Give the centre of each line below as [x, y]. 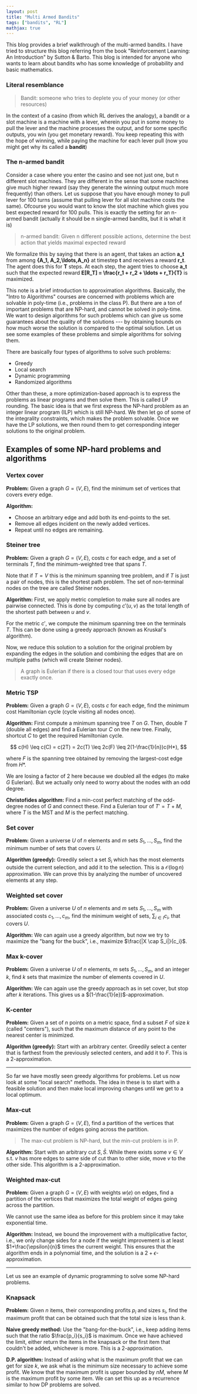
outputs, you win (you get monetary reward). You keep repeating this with [95, 134]
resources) [33, 104]
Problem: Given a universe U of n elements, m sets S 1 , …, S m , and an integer [98, 970]
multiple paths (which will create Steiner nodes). [64, 659]
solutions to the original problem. [46, 431]
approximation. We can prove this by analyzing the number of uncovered [94, 874]
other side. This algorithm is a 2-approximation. [63, 1164]
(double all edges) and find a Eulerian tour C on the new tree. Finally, [89, 729]
